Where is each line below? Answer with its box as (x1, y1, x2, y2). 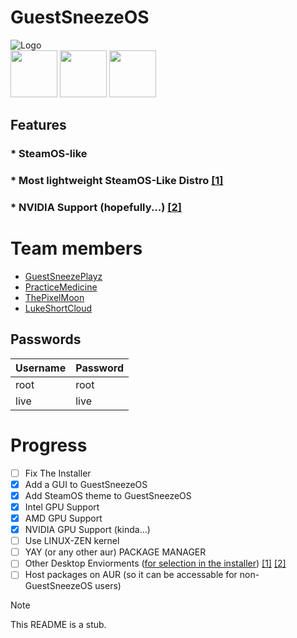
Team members (10, 237, 143, 260)
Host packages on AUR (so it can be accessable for (24, 569, 238, 581)
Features (10, 117, 67, 134)
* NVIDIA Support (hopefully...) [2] (10, 201, 182, 215)
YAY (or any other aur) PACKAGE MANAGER (24, 546, 207, 558)
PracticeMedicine (24, 281, 98, 293)
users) (94, 580, 122, 592)
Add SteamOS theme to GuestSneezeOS (24, 489, 192, 501)
